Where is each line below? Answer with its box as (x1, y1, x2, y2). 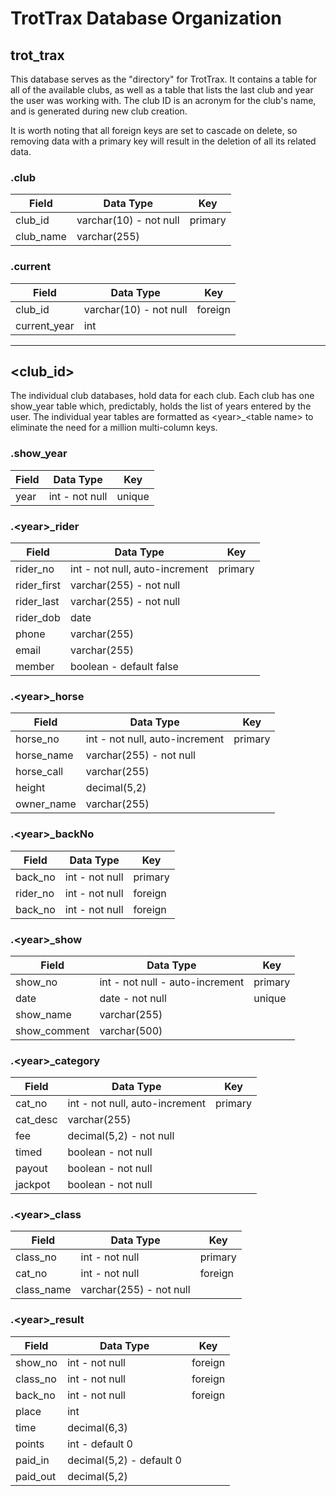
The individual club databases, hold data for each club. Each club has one (10, 390, 315, 402)
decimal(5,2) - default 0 (67, 1453, 182, 1467)
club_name (15, 230, 67, 244)
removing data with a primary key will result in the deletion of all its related (10, 135, 317, 147)
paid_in (15, 1453, 50, 1467)
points (15, 1437, 45, 1451)
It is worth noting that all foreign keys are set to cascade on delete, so (10, 125, 298, 136)
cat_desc (15, 1113, 58, 1127)
